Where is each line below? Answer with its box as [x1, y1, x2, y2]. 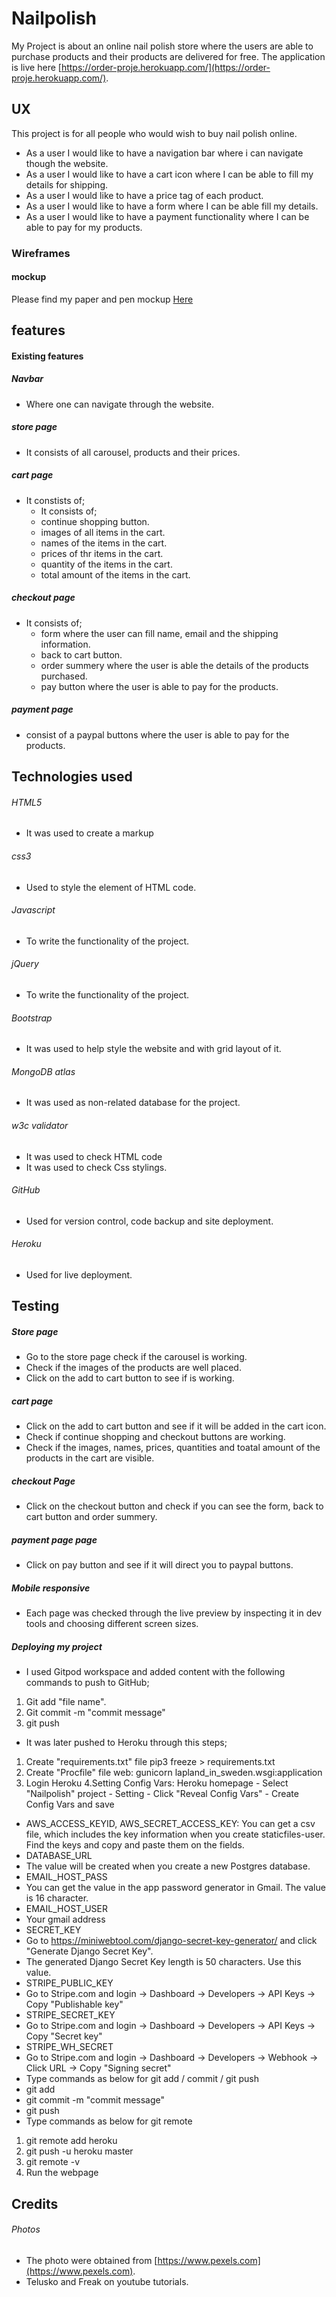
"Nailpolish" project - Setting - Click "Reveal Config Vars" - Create [25, 1788, 299, 1800]
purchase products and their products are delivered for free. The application [11, 50, 326, 62]
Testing [11, 1298, 60, 1315]
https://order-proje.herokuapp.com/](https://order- [60, 61, 271, 73]
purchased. [40, 670, 88, 682]
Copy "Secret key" [25, 2030, 103, 2042]
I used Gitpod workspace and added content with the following [25, 1666, 286, 1678]
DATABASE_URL [25, 1850, 93, 1862]
